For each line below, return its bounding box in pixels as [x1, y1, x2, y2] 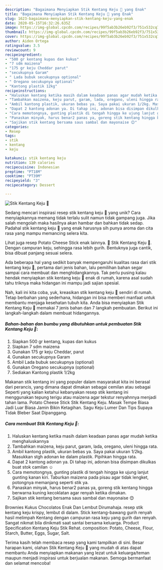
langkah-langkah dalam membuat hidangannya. [5, 310, 100, 316]
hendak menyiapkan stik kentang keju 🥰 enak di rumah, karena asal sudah [5, 275, 153, 280]
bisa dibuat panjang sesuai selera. [5, 250, 73, 256]
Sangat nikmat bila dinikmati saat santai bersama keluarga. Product [5, 520, 139, 525]
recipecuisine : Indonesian [5, 164, 60, 170]
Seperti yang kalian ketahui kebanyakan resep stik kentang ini [5, 389, 129, 395]
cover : [5, 34, 18, 39]
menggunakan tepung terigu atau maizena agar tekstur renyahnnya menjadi [5, 394, 157, 400]
